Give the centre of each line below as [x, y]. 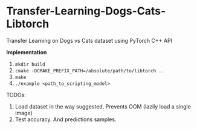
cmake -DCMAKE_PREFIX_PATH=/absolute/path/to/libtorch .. [89, 71]
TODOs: [16, 95]
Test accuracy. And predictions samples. [66, 119]
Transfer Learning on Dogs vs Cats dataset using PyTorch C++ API [89, 40]
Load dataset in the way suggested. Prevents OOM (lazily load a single [103, 106]
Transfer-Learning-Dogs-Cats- [86, 11]
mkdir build [30, 64]
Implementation [27, 52]
